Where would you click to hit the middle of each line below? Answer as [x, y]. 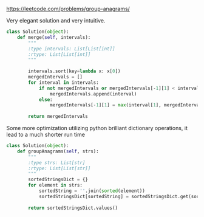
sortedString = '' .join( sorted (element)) [92, 191]
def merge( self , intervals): [54, 37]
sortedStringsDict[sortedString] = [84, 196]
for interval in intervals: [63, 82]
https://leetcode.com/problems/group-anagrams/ [68, 9]
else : [46, 100]
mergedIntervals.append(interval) [93, 94]
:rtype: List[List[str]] [59, 168]
